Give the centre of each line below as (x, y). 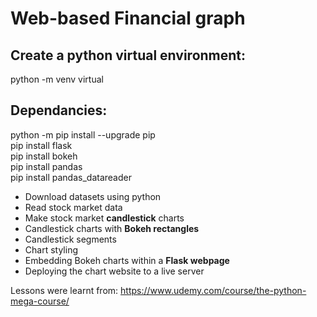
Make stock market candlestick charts (104, 218)
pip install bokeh (44, 156)
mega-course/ (40, 301)
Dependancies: (59, 110)
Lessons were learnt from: (64, 290)
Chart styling (51, 249)
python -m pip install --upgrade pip (83, 134)
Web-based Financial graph (128, 18)
